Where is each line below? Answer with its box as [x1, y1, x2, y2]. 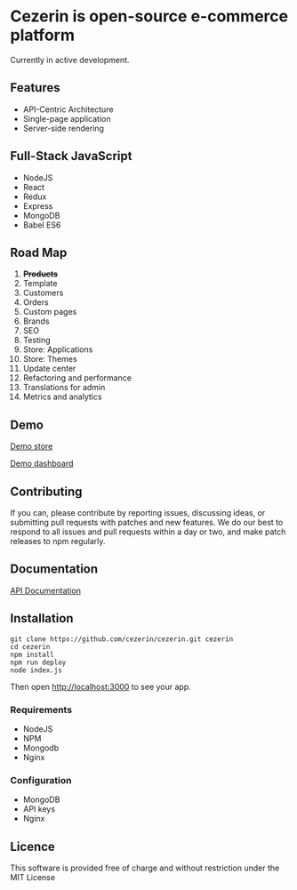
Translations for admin [22, 382, 106, 393]
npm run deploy [10, 658, 67, 667]
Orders [22, 297, 49, 308]
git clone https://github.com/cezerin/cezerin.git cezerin [10, 634, 234, 644]
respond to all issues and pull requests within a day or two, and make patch [10, 526, 286, 537]
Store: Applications [22, 344, 93, 355]
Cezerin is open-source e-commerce [10, 6, 288, 27]
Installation [10, 611, 74, 626]
